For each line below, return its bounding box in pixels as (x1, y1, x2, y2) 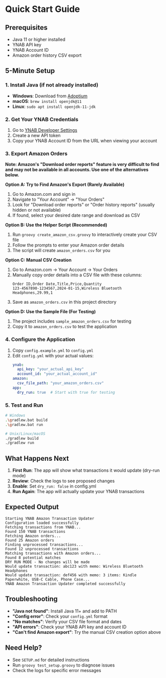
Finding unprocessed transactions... (5, 542, 83, 547)
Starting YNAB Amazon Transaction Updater (5, 516, 94, 521)
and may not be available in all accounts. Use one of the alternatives (5, 167, 149, 172)
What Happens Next (5, 454, 69, 463)
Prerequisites (5, 23, 48, 32)
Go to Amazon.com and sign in (12, 191, 76, 197)
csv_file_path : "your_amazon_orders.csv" (17, 381, 104, 386)
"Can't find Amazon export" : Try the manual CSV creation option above (12, 629, 161, 635)
